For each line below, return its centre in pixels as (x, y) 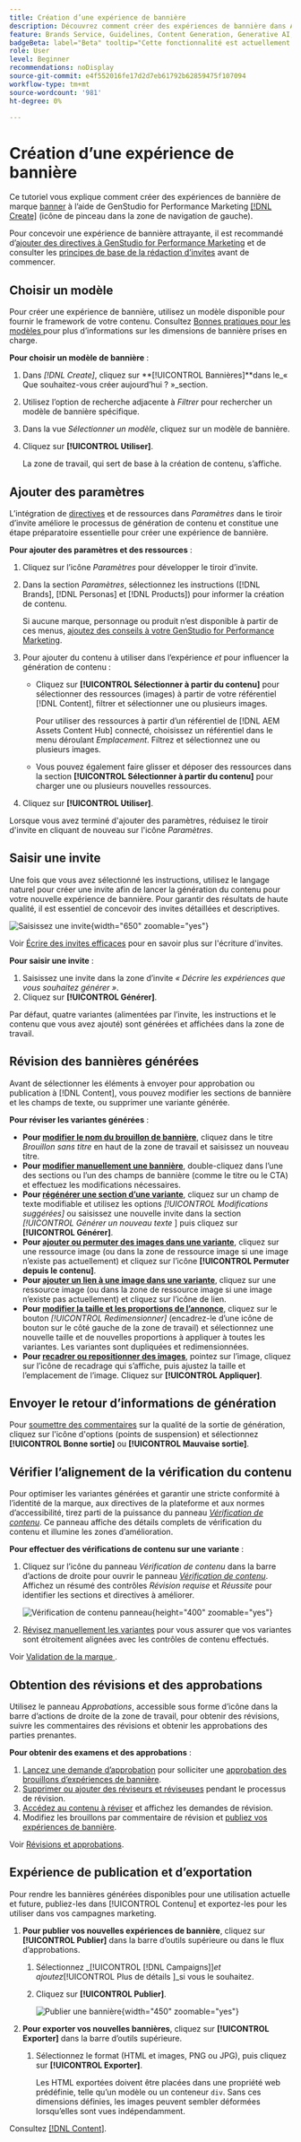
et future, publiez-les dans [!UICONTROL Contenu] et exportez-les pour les (148, 1904)
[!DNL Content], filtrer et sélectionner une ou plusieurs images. (151, 703)
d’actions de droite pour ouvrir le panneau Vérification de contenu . (145, 1576)
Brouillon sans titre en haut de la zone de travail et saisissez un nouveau (155, 1146)
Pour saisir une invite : (52, 960)
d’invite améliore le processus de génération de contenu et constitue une (144, 523)
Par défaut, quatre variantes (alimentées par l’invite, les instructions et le (143, 1014)
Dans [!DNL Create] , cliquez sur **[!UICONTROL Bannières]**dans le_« (155, 375)
